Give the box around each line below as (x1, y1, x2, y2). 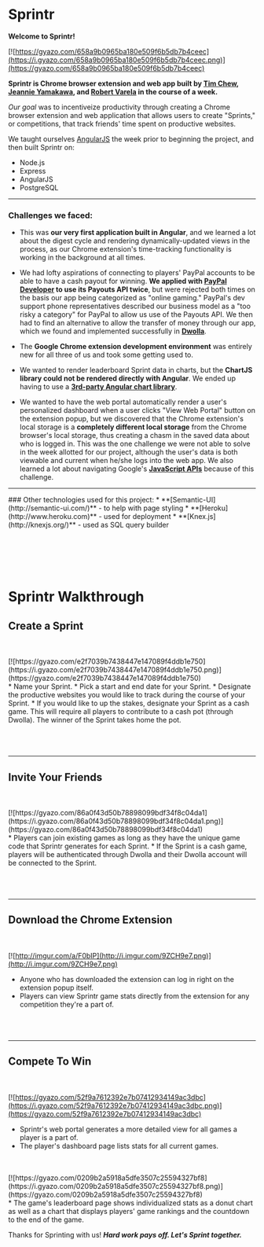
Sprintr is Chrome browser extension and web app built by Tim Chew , (8, 79, 240, 88)
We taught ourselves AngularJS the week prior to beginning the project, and (8, 134, 254, 143)
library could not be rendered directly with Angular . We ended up (19, 373, 236, 383)
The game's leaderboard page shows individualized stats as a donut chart (13, 1197, 254, 1208)
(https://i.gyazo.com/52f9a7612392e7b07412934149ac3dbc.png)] (8, 1101, 222, 1110)
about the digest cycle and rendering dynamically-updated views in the (19, 236, 251, 245)
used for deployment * (103, 512, 177, 521)
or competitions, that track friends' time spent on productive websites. (8, 119, 236, 128)
